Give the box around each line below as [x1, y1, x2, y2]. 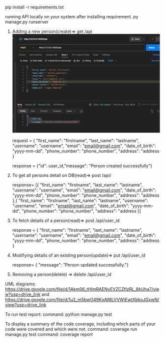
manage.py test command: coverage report [5, 332, 93, 338]
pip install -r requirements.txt [5, 4, 64, 10]
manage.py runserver [5, 19, 49, 25]
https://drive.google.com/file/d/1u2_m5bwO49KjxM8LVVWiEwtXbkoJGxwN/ [5, 297, 160, 303]
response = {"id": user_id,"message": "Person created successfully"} [12, 163, 153, 169]
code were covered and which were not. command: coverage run [5, 326, 137, 332]
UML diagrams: [5, 281, 36, 287]
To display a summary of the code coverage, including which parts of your [5, 321, 156, 327]
